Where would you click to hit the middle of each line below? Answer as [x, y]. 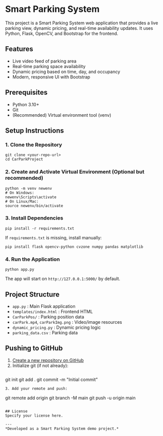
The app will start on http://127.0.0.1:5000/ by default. [63, 279]
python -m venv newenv [29, 188]
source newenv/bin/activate [34, 206]
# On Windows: [20, 193]
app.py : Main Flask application [44, 306]
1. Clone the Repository [34, 145]
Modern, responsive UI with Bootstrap [51, 77]
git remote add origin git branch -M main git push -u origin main [70, 398]
